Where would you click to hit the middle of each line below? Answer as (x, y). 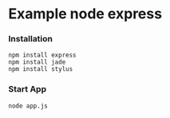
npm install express (43, 55)
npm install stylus (41, 69)
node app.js (28, 106)
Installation (31, 39)
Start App (27, 89)
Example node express (85, 14)
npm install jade (37, 62)
